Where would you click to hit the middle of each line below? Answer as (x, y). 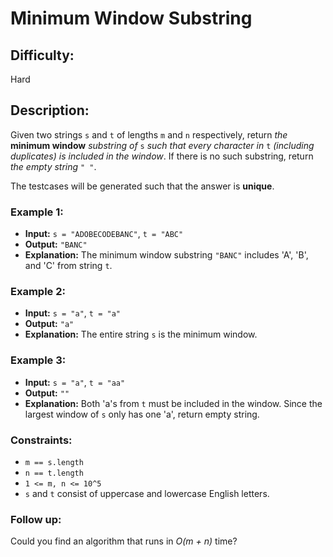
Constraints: (41, 440)
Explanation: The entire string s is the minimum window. (141, 334)
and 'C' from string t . (68, 266)
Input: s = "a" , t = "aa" (75, 382)
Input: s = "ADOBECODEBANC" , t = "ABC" (104, 234)
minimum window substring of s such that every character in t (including (162, 145)
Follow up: (36, 519)
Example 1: (37, 212)
